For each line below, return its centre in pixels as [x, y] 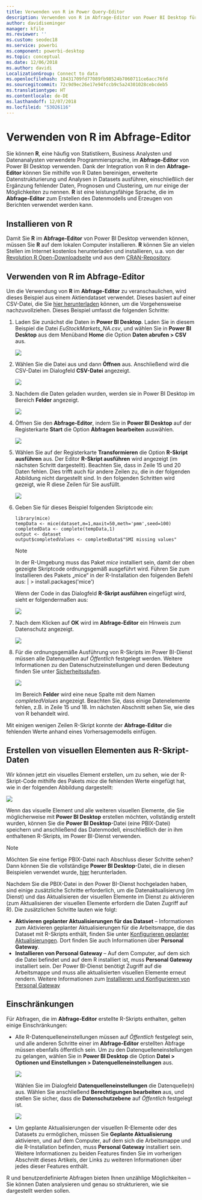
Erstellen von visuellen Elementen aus [79, 750]
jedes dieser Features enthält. [52, 1166]
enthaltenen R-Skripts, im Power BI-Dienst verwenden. [74, 836]
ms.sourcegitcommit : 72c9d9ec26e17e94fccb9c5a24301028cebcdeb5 [87, 85]
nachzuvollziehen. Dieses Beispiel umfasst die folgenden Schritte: [88, 311]
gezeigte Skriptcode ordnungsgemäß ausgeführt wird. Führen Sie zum [102, 569]
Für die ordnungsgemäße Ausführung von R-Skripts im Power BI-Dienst [103, 652]
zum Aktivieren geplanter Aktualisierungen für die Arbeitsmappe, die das [105, 927]
